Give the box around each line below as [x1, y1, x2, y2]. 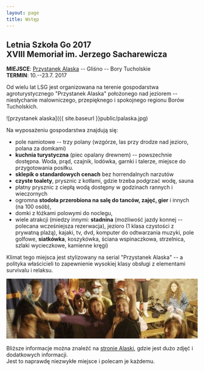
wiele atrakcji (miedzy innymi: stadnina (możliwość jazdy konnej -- [15, 216, 183, 224]
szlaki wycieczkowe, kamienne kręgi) [15, 242, 109, 249]
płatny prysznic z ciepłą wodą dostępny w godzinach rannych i [15, 183, 173, 191]
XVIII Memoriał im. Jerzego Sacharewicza [6, 49, 168, 59]
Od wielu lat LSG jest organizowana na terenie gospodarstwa [6, 83, 159, 91]
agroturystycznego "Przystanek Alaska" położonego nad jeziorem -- [6, 90, 178, 97]
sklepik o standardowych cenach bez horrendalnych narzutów [15, 171, 174, 178]
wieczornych [15, 190, 47, 197]
